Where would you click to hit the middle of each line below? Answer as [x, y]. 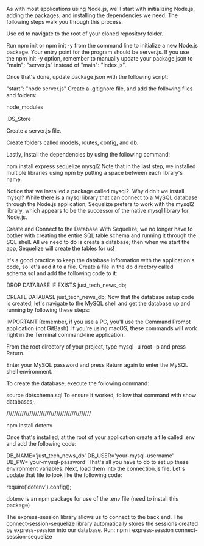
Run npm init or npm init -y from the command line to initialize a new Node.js [102, 46]
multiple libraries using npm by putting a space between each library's [95, 173]
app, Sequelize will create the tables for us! [60, 248]
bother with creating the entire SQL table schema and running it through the [101, 235]
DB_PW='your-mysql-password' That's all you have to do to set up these [97, 462]
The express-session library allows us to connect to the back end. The [95, 517]
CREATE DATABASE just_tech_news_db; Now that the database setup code [100, 297]
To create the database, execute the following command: [78, 383]
